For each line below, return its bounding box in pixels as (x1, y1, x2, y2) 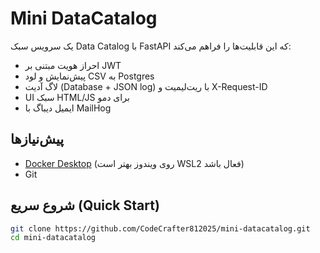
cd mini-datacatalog (10, 233, 97, 243)
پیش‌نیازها (10, 131, 65, 148)
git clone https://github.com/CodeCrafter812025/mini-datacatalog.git (10, 223, 311, 234)
